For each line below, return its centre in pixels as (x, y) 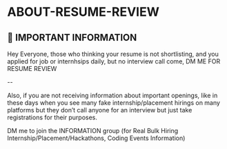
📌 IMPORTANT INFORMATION (72, 38)
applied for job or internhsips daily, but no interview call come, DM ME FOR (114, 61)
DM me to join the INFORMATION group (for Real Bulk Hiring (93, 131)
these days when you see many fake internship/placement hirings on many (114, 103)
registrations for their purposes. (52, 117)
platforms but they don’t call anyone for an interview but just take (100, 110)
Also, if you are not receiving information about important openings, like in (112, 95)
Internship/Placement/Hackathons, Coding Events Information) (96, 138)
